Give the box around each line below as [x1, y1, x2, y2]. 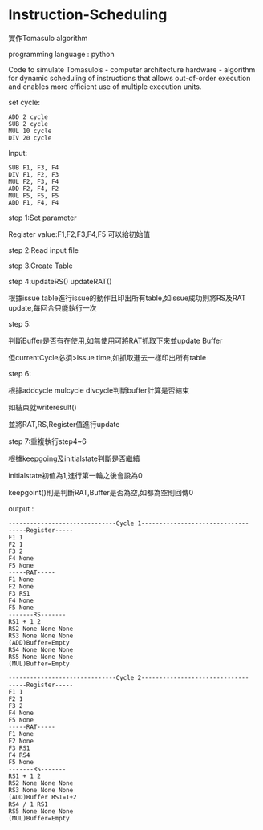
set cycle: [8, 97, 40, 107]
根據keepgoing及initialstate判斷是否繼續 [8, 454, 140, 463]
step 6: [8, 368, 32, 378]
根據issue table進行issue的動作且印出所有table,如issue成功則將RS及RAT [8, 293, 246, 303]
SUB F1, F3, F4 [8, 163, 59, 172]
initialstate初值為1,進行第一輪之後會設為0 [8, 470, 143, 480]
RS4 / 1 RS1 [8, 800, 48, 808]
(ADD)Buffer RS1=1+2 [8, 793, 78, 801]
